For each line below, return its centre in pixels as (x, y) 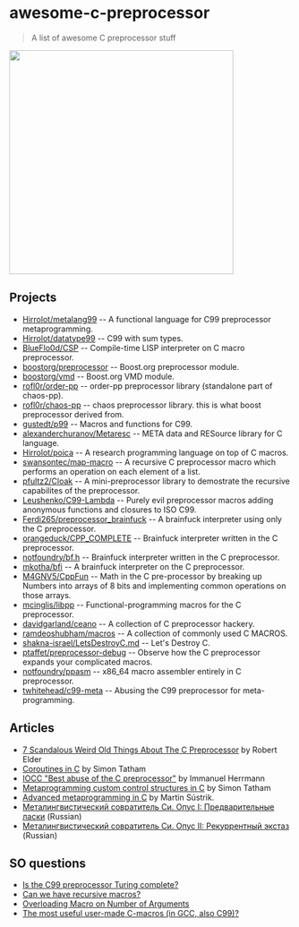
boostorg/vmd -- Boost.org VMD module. (98, 376)
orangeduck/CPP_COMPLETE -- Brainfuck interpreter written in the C (150, 538)
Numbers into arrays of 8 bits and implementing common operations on (154, 586)
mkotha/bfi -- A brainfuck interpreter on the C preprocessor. (133, 566)
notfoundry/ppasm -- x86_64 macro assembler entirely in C (132, 671)
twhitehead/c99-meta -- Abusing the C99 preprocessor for (132, 690)
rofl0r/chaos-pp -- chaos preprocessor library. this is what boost (141, 405)
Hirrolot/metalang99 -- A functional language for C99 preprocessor (146, 319)
